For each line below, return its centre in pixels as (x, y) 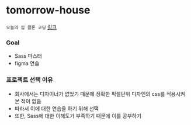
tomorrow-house (48, 10)
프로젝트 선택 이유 (30, 80)
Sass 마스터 (28, 56)
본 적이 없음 (28, 101)
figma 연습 (27, 63)
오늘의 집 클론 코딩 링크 (32, 27)
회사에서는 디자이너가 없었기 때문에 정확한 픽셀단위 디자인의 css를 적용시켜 (100, 93)
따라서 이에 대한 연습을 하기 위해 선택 (57, 108)
